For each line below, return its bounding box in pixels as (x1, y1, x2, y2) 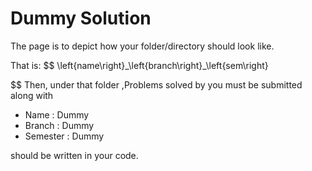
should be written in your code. (10, 149, 139, 161)
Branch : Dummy (24, 119, 95, 131)
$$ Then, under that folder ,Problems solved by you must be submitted (10, 78, 303, 91)
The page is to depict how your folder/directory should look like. (10, 40, 275, 52)
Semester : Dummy (24, 130, 105, 142)
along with (10, 89, 54, 101)
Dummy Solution (10, 7, 152, 30)
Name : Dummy (24, 108, 90, 121)
